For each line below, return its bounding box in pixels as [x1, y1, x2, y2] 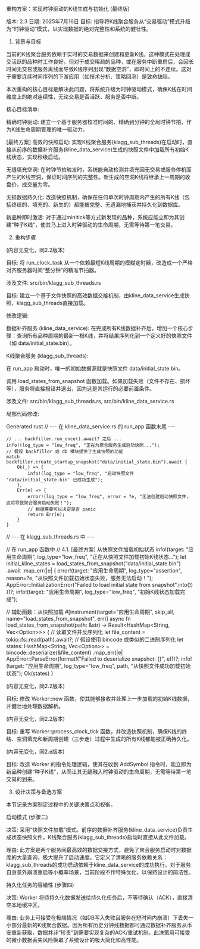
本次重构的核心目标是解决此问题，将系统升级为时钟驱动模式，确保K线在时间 [6, 86, 192, 92]
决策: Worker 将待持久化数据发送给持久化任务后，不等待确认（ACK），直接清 [6, 894, 193, 901]
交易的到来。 [6, 776, 37, 782]
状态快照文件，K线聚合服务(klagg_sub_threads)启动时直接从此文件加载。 [11, 833, 190, 841]
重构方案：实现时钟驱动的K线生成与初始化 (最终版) [6, 5, 130, 12]
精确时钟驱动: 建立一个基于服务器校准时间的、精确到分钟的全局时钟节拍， [6, 119, 186, 125]
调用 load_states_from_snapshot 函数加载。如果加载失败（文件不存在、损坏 [6, 378, 190, 384]
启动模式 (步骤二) [6, 814, 49, 820]
